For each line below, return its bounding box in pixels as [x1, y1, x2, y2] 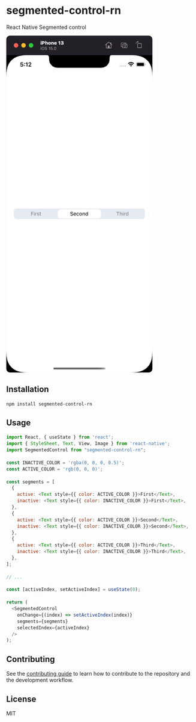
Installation [6, 384, 49, 395]
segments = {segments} [17, 618, 68, 625]
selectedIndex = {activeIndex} [17, 625, 90, 631]
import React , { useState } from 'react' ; [6, 434, 114, 440]
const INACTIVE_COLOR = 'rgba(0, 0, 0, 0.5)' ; [6, 460, 125, 466]
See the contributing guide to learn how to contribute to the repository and [6, 670, 191, 677]
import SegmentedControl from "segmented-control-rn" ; [6, 447, 146, 453]
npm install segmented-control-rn [6, 401, 93, 407]
